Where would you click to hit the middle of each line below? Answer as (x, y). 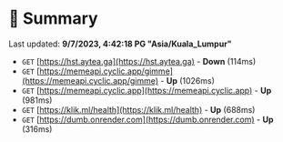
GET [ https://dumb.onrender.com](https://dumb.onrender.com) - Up (147, 119)
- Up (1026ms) (188, 80)
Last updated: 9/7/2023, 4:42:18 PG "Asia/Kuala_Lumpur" (121, 44)
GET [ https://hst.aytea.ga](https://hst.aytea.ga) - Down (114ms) (139, 61)
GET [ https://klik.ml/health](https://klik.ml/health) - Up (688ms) (138, 109)
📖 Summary (53, 19)
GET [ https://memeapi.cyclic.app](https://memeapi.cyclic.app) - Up (147, 90)
